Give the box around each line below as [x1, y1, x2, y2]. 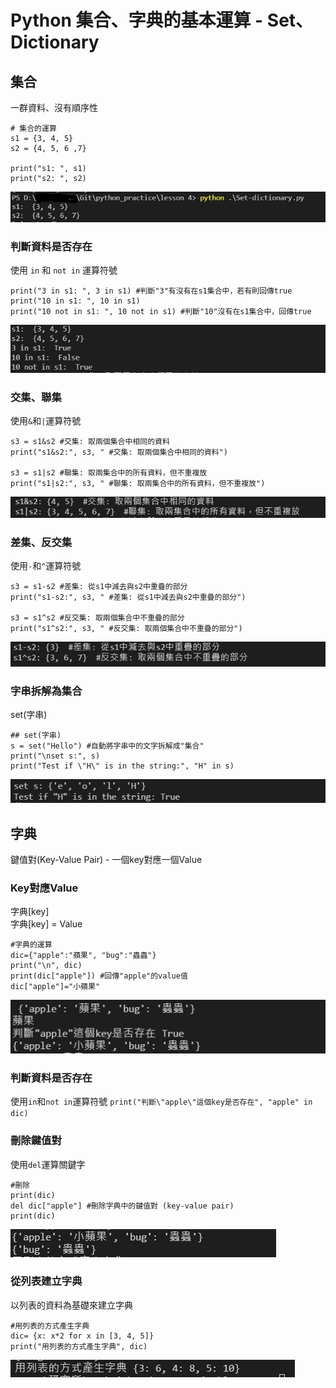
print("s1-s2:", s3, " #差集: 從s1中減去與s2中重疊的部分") [10, 592, 247, 603]
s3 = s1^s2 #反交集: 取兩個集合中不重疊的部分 [10, 613, 185, 623]
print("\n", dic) [10, 961, 83, 971]
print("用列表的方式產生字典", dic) [10, 1341, 148, 1351]
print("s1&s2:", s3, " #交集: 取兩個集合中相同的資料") [10, 447, 228, 458]
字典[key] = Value [10, 918, 83, 930]
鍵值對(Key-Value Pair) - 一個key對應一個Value [10, 854, 203, 866]
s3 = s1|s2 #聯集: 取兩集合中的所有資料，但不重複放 [10, 468, 208, 478]
